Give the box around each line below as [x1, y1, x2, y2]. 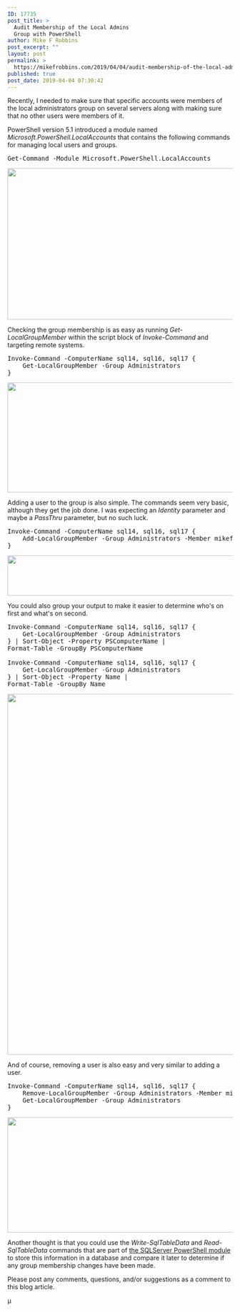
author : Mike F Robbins [7, 37, 79, 44]
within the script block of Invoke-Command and [67, 333, 209, 342]
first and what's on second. [7, 609, 88, 618]
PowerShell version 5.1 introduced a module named [7, 126, 158, 134]
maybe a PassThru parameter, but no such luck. [7, 514, 149, 522]
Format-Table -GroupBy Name [7, 680, 106, 688]
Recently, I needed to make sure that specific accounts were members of [7, 96, 223, 105]
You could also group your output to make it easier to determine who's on [7, 602, 224, 610]
